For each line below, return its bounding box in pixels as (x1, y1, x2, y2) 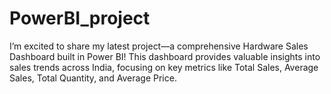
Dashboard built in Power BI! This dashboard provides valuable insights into (9, 50, 321, 62)
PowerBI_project (9, 7, 151, 30)
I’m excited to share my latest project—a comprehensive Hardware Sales (9, 40, 309, 52)
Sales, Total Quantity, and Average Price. (9, 72, 177, 84)
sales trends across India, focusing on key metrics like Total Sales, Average (9, 61, 319, 73)
